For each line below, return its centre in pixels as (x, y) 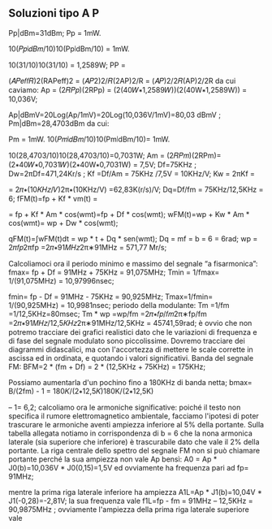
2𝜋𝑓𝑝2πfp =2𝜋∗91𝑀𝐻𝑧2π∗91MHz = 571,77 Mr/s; (88, 247)
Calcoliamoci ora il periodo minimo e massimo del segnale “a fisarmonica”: (133, 263)
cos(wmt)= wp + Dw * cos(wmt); (63, 223)
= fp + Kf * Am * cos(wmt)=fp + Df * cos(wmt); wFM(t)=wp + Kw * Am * (129, 214)
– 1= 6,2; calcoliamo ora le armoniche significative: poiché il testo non (125, 407)
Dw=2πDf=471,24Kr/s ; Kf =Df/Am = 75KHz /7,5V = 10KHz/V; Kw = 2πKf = (132, 173)
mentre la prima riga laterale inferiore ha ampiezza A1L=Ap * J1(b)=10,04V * (135, 492)
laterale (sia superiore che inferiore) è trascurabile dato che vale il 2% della (134, 441)
